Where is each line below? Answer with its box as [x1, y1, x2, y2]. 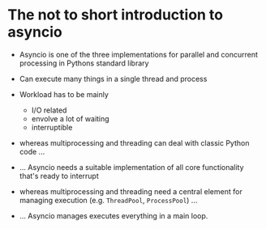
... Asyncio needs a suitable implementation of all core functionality [19, 162, 244, 172]
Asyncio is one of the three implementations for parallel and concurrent [19, 49, 259, 59]
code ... [19, 146, 45, 156]
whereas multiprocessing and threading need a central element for [19, 186, 242, 196]
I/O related [31, 105, 67, 115]
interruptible [31, 122, 73, 132]
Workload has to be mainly [19, 89, 109, 99]
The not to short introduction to [7, 6, 224, 24]
